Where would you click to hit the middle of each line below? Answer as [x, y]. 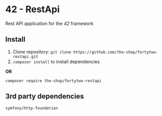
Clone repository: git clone [42, 51]
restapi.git [25, 56]
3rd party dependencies [45, 96]
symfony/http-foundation [32, 108]
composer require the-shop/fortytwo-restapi [53, 81]
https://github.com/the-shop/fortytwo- [116, 52]
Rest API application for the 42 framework [49, 23]
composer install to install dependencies [56, 62]
